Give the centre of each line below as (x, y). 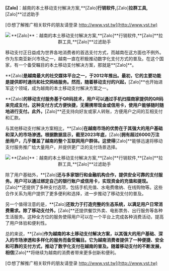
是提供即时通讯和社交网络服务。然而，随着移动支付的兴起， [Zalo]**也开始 (82, 82)
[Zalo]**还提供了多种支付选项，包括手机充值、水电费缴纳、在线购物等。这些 (84, 187)
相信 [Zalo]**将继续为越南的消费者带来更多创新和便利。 (62, 252)
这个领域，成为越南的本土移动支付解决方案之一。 (60, 88)
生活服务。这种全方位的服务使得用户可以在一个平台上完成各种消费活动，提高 (84, 217)
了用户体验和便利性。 (27, 223)
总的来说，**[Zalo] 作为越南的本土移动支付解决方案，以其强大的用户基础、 (82, 234)
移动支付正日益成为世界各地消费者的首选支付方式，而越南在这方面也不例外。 (84, 52)
